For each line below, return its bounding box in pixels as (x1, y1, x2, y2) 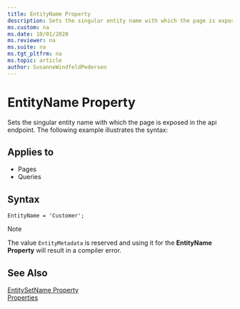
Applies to (7, 146, 54, 158)
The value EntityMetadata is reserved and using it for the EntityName (7, 238, 212, 247)
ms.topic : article (7, 57, 62, 64)
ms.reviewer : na (7, 37, 56, 44)
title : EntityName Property (7, 10, 91, 18)
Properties (7, 293, 39, 302)
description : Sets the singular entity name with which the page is (7, 17, 216, 24)
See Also (7, 267, 48, 279)
